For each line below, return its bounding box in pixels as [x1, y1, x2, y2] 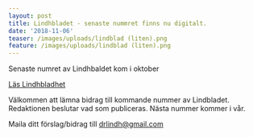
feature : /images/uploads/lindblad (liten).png [8, 42, 172, 50]
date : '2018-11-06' [8, 27, 74, 35]
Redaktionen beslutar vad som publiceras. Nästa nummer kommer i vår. [8, 104, 246, 114]
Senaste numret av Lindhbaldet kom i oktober [8, 64, 160, 73]
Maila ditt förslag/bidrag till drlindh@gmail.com [8, 119, 164, 129]
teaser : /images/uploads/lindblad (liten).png [8, 34, 168, 43]
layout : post [8, 11, 52, 20]
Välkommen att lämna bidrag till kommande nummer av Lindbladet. [8, 95, 230, 105]
